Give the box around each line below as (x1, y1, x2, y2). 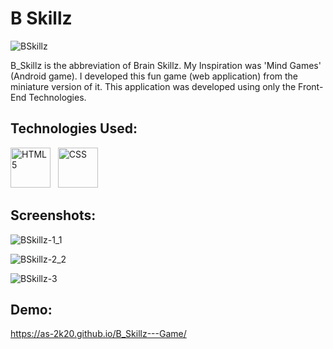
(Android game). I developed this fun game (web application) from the (10, 70, 299, 82)
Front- (298, 80, 324, 92)
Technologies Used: (10, 120, 138, 137)
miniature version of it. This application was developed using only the (10, 80, 297, 92)
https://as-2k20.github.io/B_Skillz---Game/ (10, 328, 187, 340)
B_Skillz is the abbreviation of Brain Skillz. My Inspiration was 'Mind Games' (10, 59, 322, 71)
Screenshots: (10, 207, 97, 224)
